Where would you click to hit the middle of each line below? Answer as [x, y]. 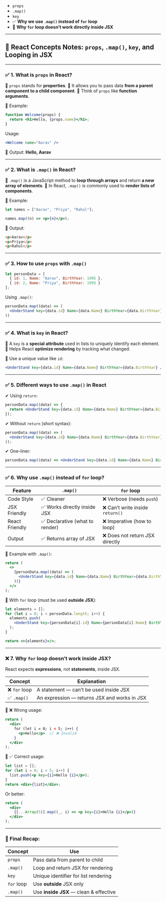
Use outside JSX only [58, 884]
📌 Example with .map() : [29, 554]
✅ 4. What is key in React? [37, 333]
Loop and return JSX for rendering [73, 868]
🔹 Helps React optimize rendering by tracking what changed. [68, 349]
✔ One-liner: [18, 451]
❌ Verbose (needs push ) [130, 499]
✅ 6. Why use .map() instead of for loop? [55, 478]
